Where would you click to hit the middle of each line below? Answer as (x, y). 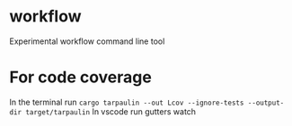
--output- (266, 103)
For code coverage (81, 77)
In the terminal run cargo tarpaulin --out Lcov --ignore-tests (127, 102)
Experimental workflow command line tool (87, 41)
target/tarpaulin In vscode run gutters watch (111, 111)
